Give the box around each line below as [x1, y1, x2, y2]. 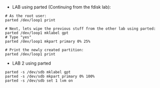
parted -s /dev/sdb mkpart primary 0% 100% [5, 74, 95, 79]
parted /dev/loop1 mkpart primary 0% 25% [5, 39, 91, 44]
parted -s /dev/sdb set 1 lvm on [5, 78, 73, 83]
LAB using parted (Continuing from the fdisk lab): [12, 4, 111, 10]
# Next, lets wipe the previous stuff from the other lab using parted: [5, 26, 156, 31]
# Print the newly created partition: [5, 48, 84, 53]
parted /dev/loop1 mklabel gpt [5, 31, 69, 35]
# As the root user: [5, 14, 47, 18]
